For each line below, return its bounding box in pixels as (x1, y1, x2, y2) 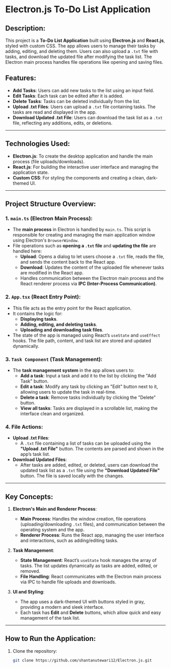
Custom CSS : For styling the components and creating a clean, (12, 174, 146, 181)
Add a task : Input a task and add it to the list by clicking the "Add (20, 372, 156, 378)
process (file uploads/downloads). (12, 158, 85, 164)
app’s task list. (20, 451, 50, 457)
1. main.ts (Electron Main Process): (5, 215, 93, 222)
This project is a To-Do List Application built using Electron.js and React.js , (5, 37, 165, 43)
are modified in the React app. (20, 270, 84, 276)
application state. (12, 169, 49, 175)
